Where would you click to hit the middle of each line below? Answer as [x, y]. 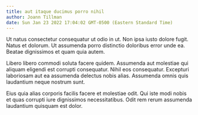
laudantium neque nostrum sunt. [46, 82]
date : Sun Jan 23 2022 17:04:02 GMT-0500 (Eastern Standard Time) [90, 22]
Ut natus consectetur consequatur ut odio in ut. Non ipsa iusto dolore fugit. [98, 40]
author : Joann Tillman [34, 17]
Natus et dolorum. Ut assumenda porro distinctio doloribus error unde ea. [95, 45]
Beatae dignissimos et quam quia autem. [56, 52]
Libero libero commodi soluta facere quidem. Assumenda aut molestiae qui [97, 63]
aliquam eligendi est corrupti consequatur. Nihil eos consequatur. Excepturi [98, 70]
